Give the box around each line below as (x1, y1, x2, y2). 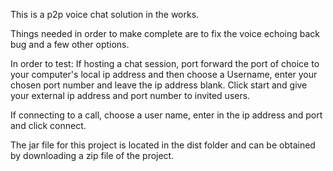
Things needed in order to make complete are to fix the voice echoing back (10, 28, 321, 39)
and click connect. (10, 120, 87, 131)
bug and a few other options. (10, 39, 130, 50)
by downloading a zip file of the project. (10, 150, 175, 161)
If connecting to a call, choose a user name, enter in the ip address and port (10, 109, 323, 121)
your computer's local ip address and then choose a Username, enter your (10, 69, 318, 80)
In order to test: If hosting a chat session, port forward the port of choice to (10, 58, 320, 69)
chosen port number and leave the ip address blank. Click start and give (10, 79, 308, 91)
